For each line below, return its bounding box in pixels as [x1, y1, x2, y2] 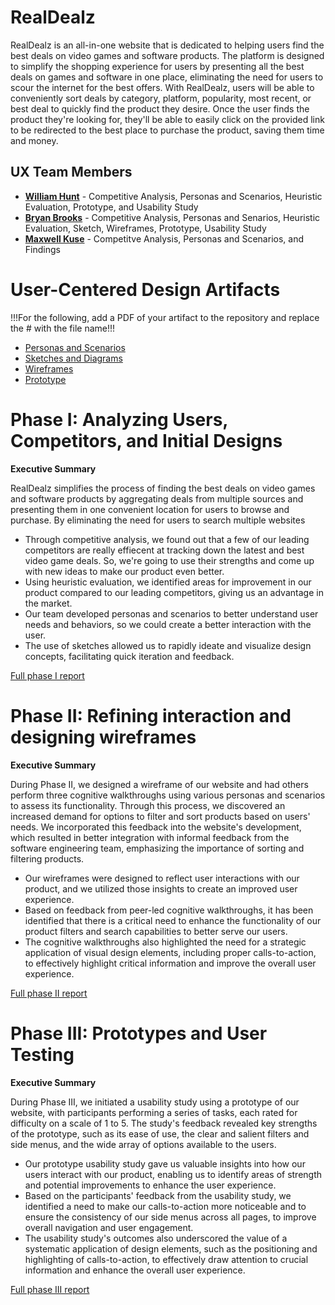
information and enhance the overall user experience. [24, 1264, 246, 1276]
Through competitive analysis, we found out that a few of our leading [24, 533, 310, 545]
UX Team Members [10, 164, 133, 181]
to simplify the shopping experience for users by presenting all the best [10, 60, 305, 72]
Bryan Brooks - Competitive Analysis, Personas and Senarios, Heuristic [24, 211, 321, 223]
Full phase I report [10, 669, 85, 681]
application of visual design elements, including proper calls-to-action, [24, 946, 317, 958]
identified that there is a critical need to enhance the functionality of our [24, 914, 322, 926]
